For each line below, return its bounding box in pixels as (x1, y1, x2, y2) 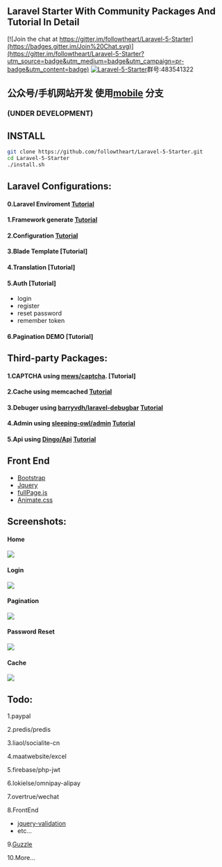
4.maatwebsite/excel (7, 752, 67, 761)
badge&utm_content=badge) (7, 65, 89, 73)
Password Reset (7, 627, 55, 636)
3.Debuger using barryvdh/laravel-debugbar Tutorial (7, 403, 164, 412)
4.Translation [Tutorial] (7, 263, 76, 271)
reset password (17, 309, 62, 317)
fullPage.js (17, 488, 48, 496)
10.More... (7, 854, 36, 862)
